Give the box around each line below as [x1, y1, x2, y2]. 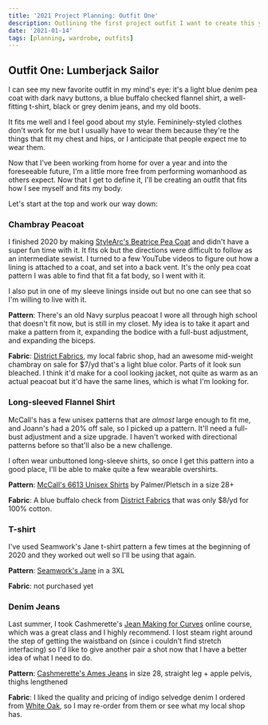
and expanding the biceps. [8, 336, 96, 346]
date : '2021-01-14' [8, 26, 73, 34]
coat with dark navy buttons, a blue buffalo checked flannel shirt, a [8, 93, 228, 103]
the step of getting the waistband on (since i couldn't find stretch [8, 636, 222, 646]
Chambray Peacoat [8, 219, 85, 230]
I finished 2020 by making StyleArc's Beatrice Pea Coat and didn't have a [8, 237, 250, 247]
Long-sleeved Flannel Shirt [8, 397, 116, 408]
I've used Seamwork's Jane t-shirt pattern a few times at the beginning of [8, 541, 251, 551]
